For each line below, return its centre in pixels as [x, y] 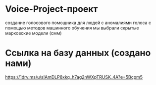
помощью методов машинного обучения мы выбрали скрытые [72, 28]
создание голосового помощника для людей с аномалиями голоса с [78, 23]
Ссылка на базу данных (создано [78, 53]
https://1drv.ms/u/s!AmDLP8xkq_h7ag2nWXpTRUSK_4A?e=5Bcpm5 [74, 77]
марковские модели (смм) [33, 33]
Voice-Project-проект [52, 9]
